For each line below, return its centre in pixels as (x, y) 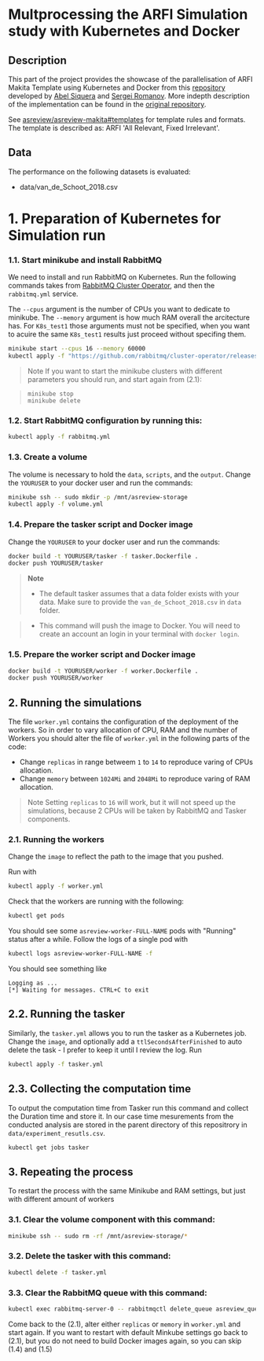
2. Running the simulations (75, 703)
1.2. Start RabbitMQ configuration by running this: (105, 421)
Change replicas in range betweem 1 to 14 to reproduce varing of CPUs (136, 762)
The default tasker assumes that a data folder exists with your (139, 594)
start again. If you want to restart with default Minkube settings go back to (128, 1332)
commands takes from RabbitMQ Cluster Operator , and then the (112, 286)
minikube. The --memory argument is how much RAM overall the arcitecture (129, 317)
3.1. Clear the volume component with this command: (112, 1220)
